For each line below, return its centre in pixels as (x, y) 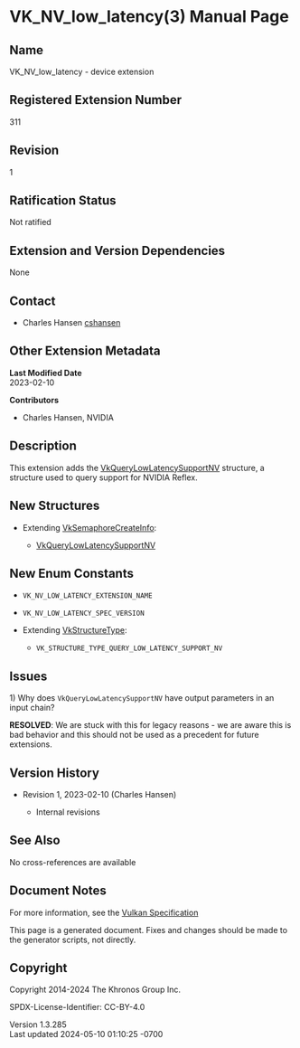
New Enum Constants (71, 573)
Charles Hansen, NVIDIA (68, 417)
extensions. (31, 744)
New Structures (55, 506)
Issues (28, 676)
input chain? (32, 708)
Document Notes (58, 891)
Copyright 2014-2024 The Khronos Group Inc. (95, 990)
